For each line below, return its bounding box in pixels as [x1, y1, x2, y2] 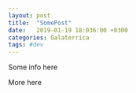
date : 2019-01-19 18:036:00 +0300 [8, 26, 128, 34]
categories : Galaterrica [8, 33, 90, 42]
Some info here [8, 62, 58, 72]
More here [8, 78, 42, 87]
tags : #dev [8, 41, 44, 49]
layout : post [8, 11, 51, 20]
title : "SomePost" [8, 19, 72, 27]
